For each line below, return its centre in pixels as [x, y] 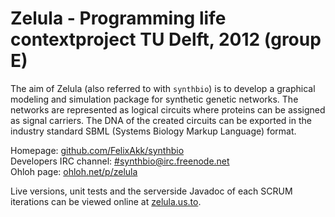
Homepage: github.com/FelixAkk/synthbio [97, 150]
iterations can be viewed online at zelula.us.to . [106, 201]
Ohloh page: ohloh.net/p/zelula [74, 171]
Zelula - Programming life [118, 18]
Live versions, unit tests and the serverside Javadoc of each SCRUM [151, 191]
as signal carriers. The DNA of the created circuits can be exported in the [161, 120]
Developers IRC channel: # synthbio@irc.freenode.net [120, 161]
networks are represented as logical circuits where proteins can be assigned [168, 109]
